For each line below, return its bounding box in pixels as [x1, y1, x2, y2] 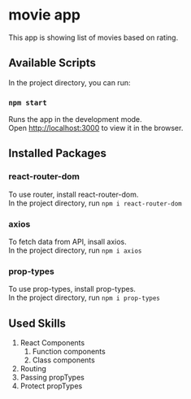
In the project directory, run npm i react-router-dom [8, 197, 182, 208]
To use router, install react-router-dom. [8, 189, 139, 199]
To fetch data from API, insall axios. [8, 237, 128, 247]
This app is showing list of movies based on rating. [8, 33, 179, 42]
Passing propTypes [20, 372, 85, 383]
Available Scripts [8, 56, 96, 70]
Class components [32, 355, 95, 365]
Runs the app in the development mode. [8, 115, 142, 124]
